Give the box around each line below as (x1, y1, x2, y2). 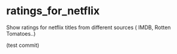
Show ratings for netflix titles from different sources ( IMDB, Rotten (6, 24, 171, 31)
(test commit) (6, 42, 40, 49)
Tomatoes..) (6, 30, 36, 37)
